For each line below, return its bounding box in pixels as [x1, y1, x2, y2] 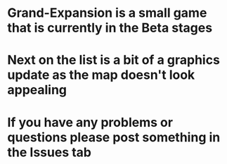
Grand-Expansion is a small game [7, 5, 207, 21]
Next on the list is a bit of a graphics [7, 52, 220, 68]
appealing [7, 82, 67, 98]
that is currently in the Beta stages [7, 20, 213, 36]
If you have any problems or [7, 114, 174, 130]
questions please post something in [7, 129, 221, 145]
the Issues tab [7, 144, 92, 160]
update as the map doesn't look [7, 67, 195, 83]
